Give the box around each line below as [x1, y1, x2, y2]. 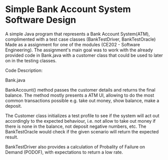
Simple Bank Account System [5, 4, 131, 15]
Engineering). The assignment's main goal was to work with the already [5, 47, 153, 53]
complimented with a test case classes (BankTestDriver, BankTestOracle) [5, 36, 156, 42]
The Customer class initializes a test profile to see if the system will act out [5, 112, 159, 119]
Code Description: [5, 67, 43, 73]
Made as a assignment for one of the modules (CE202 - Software [5, 41, 140, 47]
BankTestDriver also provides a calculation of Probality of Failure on [5, 143, 145, 149]
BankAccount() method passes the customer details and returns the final [5, 87, 155, 93]
